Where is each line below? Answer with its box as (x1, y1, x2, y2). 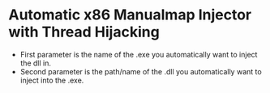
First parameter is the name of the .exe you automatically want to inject (19, 49, 258, 59)
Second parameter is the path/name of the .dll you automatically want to (19, 66, 262, 76)
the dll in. (19, 58, 51, 68)
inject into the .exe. (19, 75, 84, 85)
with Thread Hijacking (8, 23, 160, 41)
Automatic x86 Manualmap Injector (8, 6, 252, 24)
